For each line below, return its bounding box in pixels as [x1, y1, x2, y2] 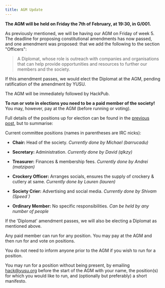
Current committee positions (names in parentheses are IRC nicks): [5, 129, 141, 136]
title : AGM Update [5, 7, 43, 12]
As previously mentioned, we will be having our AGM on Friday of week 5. [5, 30, 155, 36]
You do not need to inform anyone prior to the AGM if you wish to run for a [5, 247, 156, 253]
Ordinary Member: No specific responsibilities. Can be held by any [12, 203, 149, 209]
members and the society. [17, 66, 70, 72]
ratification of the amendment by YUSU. [5, 81, 86, 87]
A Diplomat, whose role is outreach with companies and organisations [17, 55, 159, 62]
